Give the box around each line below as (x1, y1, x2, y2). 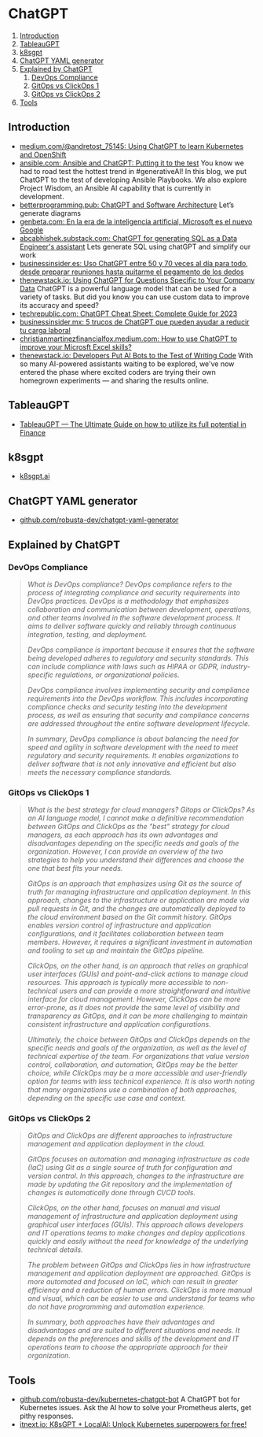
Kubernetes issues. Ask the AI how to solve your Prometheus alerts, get (19, 1403, 252, 1413)
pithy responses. (19, 1411, 75, 1421)
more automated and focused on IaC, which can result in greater (27, 1277, 238, 1287)
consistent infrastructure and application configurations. (27, 1020, 211, 1029)
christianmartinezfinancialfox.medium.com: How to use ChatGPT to (19, 334, 238, 343)
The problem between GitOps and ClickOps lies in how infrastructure (27, 1261, 251, 1270)
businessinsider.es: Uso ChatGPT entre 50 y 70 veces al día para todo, (19, 258, 249, 268)
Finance (19, 428, 46, 437)
